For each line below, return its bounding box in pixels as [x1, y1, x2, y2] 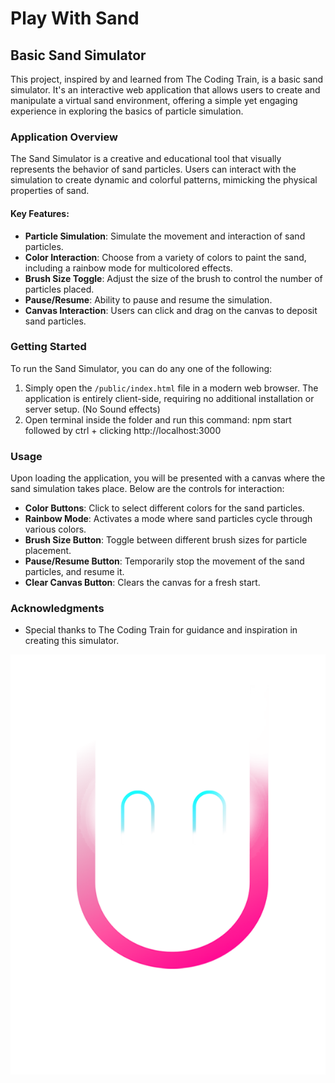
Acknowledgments [10, 602, 105, 616]
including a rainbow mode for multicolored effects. [24, 262, 233, 274]
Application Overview [10, 130, 118, 144]
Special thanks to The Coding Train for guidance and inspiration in [24, 624, 298, 636]
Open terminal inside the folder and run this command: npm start [24, 413, 292, 426]
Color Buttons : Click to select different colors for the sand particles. [24, 502, 305, 514]
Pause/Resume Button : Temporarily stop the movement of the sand [24, 555, 305, 567]
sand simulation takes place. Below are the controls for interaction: [10, 483, 285, 495]
